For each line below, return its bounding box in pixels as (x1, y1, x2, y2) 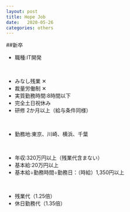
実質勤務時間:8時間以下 (14, 92, 71, 99)
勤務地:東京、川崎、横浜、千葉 (14, 131, 88, 138)
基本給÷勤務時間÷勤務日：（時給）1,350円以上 (14, 169, 125, 176)
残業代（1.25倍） (14, 193, 56, 200)
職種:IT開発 (14, 54, 42, 61)
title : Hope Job (6, 14, 46, 20)
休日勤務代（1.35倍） (14, 200, 66, 207)
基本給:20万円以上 (14, 162, 59, 169)
